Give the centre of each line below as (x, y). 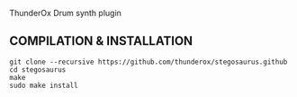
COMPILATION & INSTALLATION (101, 41)
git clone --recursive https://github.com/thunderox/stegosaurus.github (148, 62)
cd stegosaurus (38, 70)
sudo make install (44, 85)
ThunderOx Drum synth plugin (65, 13)
